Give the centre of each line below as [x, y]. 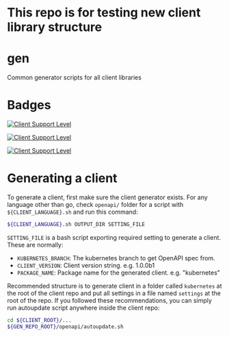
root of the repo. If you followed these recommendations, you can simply [109, 300]
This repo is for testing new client [104, 13]
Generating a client [62, 178]
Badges [29, 105]
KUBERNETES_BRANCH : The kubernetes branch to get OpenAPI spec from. [116, 258]
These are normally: [35, 245]
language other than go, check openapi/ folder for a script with [95, 204]
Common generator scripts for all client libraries [75, 77]
